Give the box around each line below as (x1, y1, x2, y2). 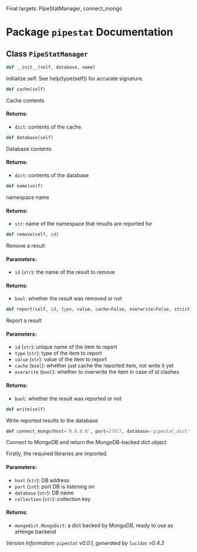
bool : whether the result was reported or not (14, 395, 122, 402)
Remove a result (6, 242, 45, 249)
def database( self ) (6, 134, 54, 140)
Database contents (6, 145, 52, 152)
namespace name (6, 194, 50, 201)
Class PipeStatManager (6, 49, 89, 59)
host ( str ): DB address (14, 476, 70, 483)
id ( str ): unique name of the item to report (14, 343, 117, 351)
